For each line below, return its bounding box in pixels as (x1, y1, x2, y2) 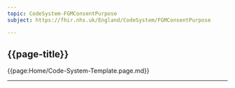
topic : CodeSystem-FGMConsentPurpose (7, 10, 117, 17)
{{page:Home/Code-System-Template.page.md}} (7, 67, 150, 75)
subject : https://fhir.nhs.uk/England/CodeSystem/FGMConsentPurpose (7, 17, 211, 24)
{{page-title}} (7, 48, 69, 60)
